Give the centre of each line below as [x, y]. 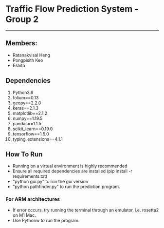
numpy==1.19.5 [27, 118]
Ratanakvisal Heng [31, 55]
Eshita [19, 65]
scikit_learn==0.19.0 [33, 129]
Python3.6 [23, 92]
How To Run [24, 154]
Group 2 [22, 19]
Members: [22, 43]
